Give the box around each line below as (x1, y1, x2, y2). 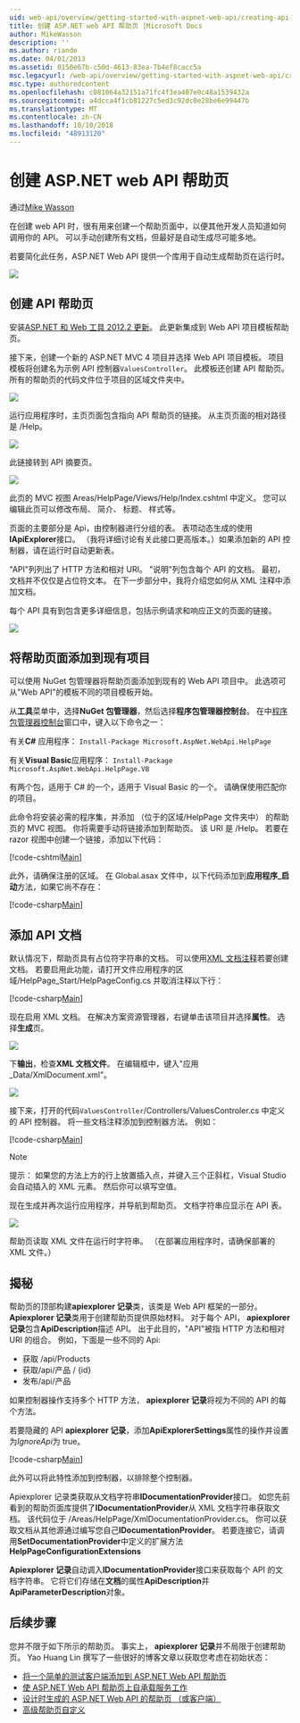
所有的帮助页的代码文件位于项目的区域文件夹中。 (9, 374, 189, 385)
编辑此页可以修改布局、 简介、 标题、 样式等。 (9, 504, 180, 514)
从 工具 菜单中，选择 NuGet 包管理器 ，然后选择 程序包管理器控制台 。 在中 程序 (9, 706, 288, 717)
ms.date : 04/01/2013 (9, 54, 87, 63)
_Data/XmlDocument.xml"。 (9, 1070, 112, 1080)
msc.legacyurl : (9, 71, 66, 80)
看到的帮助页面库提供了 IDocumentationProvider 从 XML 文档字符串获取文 (9, 1502, 280, 1513)
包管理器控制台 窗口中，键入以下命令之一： (9, 717, 166, 728)
